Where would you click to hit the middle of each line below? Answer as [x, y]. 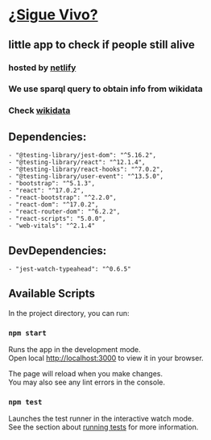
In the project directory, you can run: [69, 313]
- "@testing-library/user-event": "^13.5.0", [86, 176]
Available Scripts [52, 294]
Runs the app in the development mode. [74, 350]
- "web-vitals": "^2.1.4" [52, 226]
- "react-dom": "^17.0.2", [54, 205]
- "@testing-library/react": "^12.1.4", [77, 163]
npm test [25, 402]
